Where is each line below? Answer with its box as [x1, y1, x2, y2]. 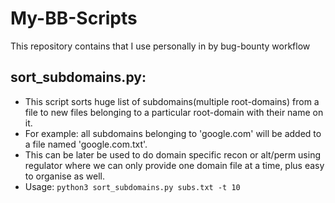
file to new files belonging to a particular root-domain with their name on [24, 106, 324, 118]
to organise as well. [24, 170, 105, 182]
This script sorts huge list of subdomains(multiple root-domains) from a [24, 95, 320, 107]
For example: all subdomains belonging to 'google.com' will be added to [24, 127, 322, 139]
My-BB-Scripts [10, 7, 138, 30]
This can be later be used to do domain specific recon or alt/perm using [24, 148, 322, 161]
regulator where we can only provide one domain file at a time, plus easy [24, 159, 325, 171]
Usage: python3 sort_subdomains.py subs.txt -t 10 [24, 180, 241, 192]
